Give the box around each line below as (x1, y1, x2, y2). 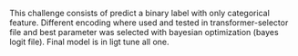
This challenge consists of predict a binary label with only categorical (9, 8, 271, 18)
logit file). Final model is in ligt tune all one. (9, 36, 170, 47)
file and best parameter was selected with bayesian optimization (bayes (9, 27, 280, 37)
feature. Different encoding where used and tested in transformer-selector (9, 17, 289, 28)
